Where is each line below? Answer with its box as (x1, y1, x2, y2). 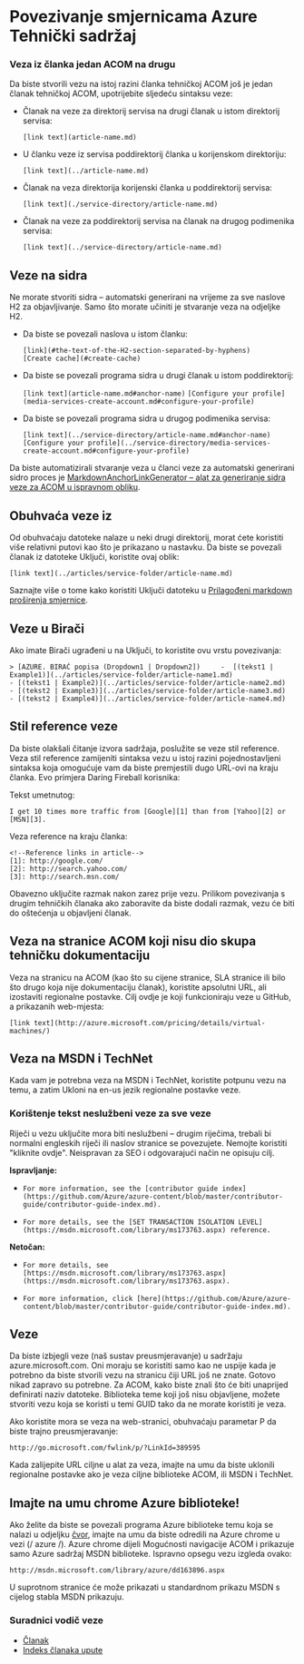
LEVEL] (238, 1218, 263, 1227)
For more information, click (22, 1294, 133, 1303)
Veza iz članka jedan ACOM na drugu (9, 58, 176, 71)
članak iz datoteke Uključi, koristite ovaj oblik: (9, 552, 180, 563)
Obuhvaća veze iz (9, 508, 113, 524)
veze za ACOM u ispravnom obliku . (9, 482, 141, 493)
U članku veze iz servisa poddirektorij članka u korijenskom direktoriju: (22, 149, 287, 160)
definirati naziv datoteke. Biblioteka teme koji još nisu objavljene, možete (9, 1389, 280, 1400)
